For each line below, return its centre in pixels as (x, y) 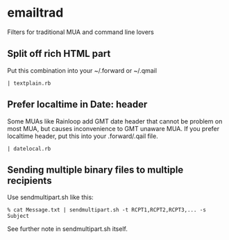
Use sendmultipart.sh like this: (50, 197)
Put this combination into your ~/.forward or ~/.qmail (82, 70)
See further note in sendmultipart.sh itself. (68, 229)
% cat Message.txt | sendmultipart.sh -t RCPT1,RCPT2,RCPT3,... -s (107, 210)
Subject (18, 216)
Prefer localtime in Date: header (77, 104)
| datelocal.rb (29, 148)
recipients (29, 181)
